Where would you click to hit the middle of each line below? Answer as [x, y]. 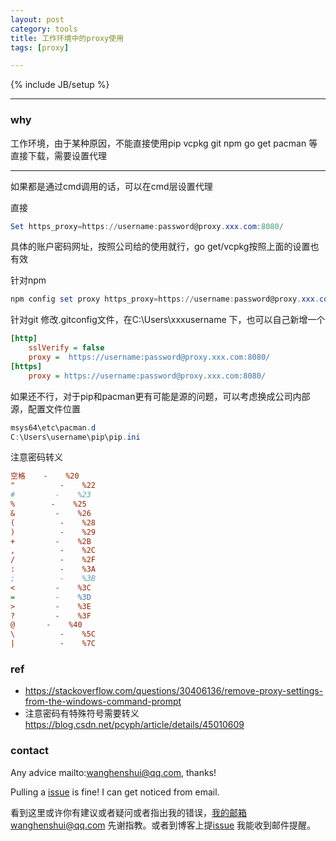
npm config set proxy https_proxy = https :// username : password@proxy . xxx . [165, 299]
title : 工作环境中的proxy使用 [67, 38]
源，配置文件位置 [45, 408]
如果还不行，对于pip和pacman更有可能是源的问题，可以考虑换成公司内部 [160, 396]
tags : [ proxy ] [40, 47]
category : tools [44, 29]
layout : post [37, 19]
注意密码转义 [36, 457]
